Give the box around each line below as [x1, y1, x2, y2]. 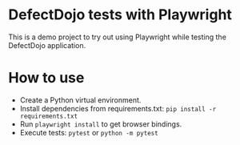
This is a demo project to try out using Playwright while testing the [8, 32, 226, 42]
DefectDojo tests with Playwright [8, 6, 232, 24]
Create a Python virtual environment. [19, 95, 142, 105]
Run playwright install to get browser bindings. [19, 119, 182, 129]
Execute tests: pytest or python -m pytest [19, 127, 158, 137]
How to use [8, 69, 85, 87]
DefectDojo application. [8, 40, 86, 50]
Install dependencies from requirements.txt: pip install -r [19, 103, 217, 113]
